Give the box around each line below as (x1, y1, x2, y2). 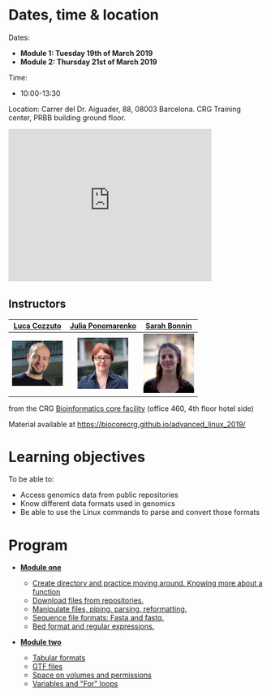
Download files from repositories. (32, 595, 144, 606)
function (32, 587, 61, 597)
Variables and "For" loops (32, 679, 118, 689)
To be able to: (8, 474, 54, 484)
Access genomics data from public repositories (19, 490, 179, 500)
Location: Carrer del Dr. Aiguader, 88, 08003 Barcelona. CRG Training (8, 104, 242, 114)
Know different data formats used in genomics (19, 499, 176, 508)
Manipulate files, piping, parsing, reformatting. (32, 604, 187, 614)
